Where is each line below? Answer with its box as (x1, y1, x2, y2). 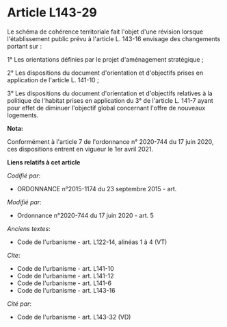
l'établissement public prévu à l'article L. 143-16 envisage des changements (7, 34, 221, 43)
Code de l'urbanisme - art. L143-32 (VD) (16, 313, 131, 321)
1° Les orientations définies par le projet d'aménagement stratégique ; (7, 55, 204, 63)
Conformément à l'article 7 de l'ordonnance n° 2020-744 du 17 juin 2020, (7, 137, 214, 145)
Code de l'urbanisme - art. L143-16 (16, 286, 116, 294)
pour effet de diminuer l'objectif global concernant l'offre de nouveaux (7, 104, 206, 112)
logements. (7, 111, 39, 119)
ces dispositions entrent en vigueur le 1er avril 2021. (7, 145, 154, 153)
